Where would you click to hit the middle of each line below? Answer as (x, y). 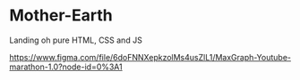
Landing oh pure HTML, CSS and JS (76, 40)
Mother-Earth (61, 16)
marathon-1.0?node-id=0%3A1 (66, 67)
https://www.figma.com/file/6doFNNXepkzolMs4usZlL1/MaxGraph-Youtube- (150, 57)
